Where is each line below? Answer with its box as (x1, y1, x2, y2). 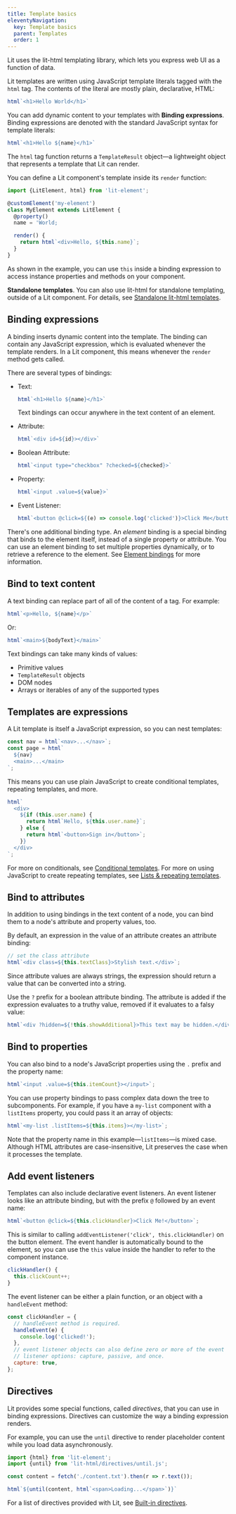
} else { (20, 825, 46, 832)
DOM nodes (17, 678, 53, 687)
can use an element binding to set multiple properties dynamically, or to (7, 542, 215, 550)
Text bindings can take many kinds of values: (7, 649, 138, 658)
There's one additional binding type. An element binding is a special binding (7, 527, 227, 536)
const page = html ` (7, 745, 65, 752)
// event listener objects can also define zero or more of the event (13, 1346, 225, 1353)
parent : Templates (13, 30, 68, 37)
